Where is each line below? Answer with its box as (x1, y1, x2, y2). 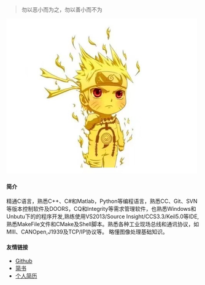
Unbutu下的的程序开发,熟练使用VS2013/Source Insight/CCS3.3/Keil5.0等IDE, (6, 213, 199, 220)
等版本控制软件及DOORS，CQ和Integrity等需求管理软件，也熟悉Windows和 (6, 205, 196, 213)
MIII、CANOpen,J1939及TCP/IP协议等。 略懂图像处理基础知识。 (6, 228, 168, 235)
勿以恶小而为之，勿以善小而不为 (21, 6, 102, 13)
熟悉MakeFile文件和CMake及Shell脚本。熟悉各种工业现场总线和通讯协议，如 (6, 221, 199, 228)
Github (15, 257, 33, 265)
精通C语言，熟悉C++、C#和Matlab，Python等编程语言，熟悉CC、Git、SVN (6, 197, 198, 205)
